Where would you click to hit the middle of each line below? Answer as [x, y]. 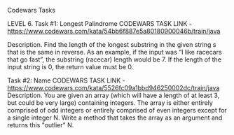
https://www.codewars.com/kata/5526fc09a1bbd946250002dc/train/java [113, 88]
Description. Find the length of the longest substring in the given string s [112, 44]
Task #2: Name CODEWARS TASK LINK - [66, 80]
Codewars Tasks [32, 10]
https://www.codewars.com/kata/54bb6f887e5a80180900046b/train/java [114, 31]
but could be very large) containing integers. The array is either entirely [110, 103]
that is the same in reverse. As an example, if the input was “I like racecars [115, 52]
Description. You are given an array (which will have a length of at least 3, [113, 95]
